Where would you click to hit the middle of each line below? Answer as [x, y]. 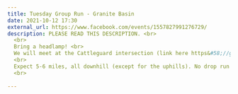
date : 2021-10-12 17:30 [42, 20]
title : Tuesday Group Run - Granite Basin [71, 14]
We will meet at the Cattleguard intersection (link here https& [112, 54]
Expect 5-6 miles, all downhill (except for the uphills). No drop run [122, 66]
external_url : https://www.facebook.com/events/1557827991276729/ [107, 27]
